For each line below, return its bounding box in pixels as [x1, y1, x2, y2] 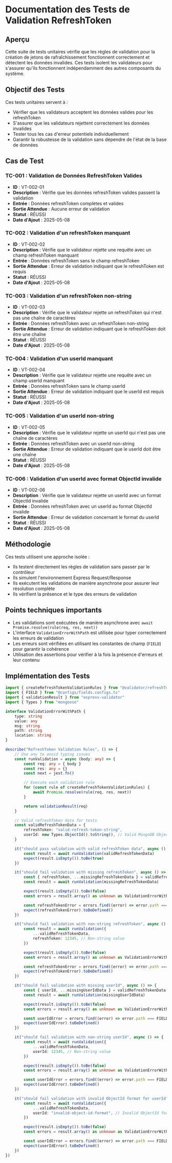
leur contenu [12, 657, 40, 663]
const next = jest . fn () [24, 771, 74, 776]
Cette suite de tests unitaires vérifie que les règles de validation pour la [5, 49, 155, 55]
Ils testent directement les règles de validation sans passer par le [12, 563, 150, 569]
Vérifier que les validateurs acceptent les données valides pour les [12, 109, 154, 115]
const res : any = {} [24, 766, 68, 771]
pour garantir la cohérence [12, 646, 69, 652]
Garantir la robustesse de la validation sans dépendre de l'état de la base [12, 136, 167, 142]
